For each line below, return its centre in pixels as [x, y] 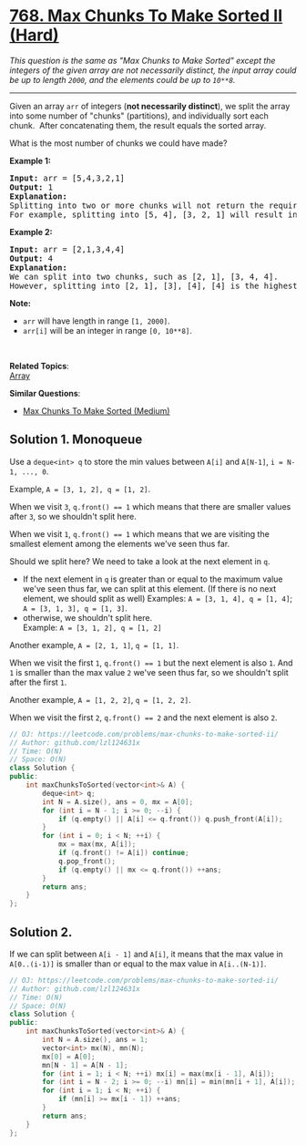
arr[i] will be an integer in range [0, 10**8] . [107, 330]
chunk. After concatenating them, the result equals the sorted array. [138, 125]
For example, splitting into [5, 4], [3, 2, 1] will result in [153, 214]
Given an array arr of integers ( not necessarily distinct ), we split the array [150, 106]
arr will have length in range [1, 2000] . [96, 321]
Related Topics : [40, 366]
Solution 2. [41, 932]
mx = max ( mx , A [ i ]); [97, 844]
